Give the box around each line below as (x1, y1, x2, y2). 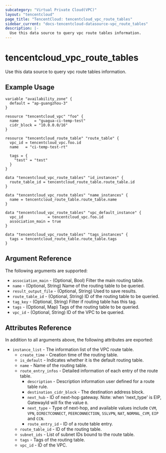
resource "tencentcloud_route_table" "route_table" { (5, 135, 120, 140)
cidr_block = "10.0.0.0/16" (9, 122, 68, 127)
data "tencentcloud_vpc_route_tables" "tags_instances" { (5, 232, 128, 237)
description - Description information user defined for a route (27, 378, 155, 384)
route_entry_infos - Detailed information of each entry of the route (19, 368, 158, 374)
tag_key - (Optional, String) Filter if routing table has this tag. (12, 298, 137, 304)
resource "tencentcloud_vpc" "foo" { (5, 113, 84, 119)
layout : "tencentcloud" (5, 12, 55, 17)
